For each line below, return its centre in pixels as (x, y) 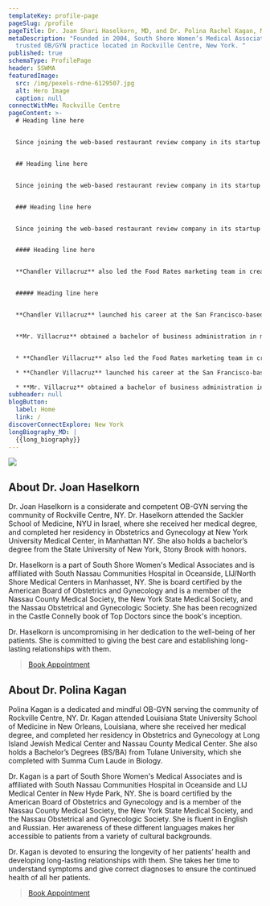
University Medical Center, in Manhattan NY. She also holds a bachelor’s (128, 541)
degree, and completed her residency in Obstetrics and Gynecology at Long (134, 735)
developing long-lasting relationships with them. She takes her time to (124, 860)
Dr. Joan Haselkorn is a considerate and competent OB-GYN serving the (128, 507)
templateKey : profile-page (53, 16)
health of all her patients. (49, 877)
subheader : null (35, 395)
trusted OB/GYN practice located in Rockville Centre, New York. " (131, 46)
